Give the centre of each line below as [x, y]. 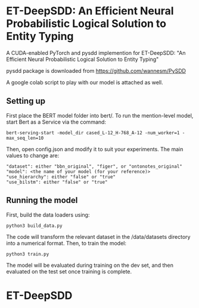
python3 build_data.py [34, 226]
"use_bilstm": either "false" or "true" [57, 182]
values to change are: [33, 155]
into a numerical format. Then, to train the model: [66, 243]
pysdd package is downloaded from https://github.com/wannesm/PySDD [96, 70]
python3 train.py [28, 254]
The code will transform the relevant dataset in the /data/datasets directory [98, 236]
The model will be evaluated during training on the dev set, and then [90, 265]
